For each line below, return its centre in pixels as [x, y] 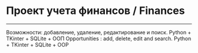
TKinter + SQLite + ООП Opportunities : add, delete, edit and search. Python [99, 38]
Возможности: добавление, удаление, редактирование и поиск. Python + [99, 32]
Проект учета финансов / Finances [95, 11]
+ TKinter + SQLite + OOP [37, 44]
